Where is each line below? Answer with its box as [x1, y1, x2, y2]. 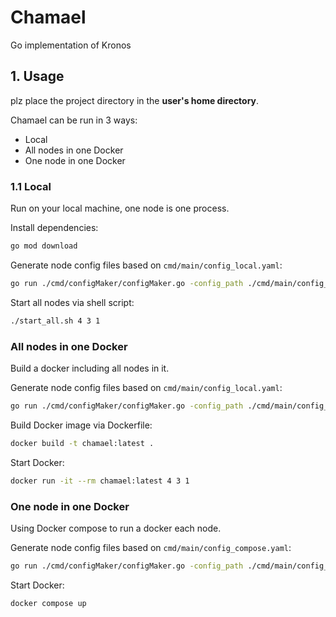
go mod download [10, 241, 78, 251]
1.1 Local [10, 179, 52, 193]
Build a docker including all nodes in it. [10, 362, 170, 374]
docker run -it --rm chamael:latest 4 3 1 [10, 476, 190, 486]
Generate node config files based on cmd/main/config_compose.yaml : [10, 541, 292, 553]
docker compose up [10, 598, 87, 608]
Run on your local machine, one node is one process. [10, 202, 230, 215]
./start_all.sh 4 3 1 [10, 316, 101, 326]
